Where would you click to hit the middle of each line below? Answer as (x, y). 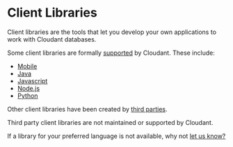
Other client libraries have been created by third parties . (88, 109)
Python (27, 96)
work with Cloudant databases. (52, 39)
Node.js (29, 88)
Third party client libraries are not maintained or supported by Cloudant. (110, 122)
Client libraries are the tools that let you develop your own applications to (112, 32)
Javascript (32, 80)
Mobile (27, 66)
